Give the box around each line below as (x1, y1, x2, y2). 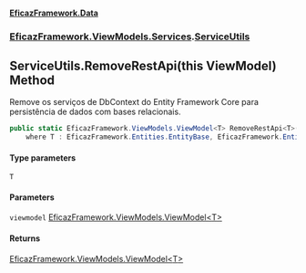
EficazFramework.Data (9, 7, 98, 18)
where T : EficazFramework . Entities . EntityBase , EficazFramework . (25, 132, 283, 142)
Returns (9, 233, 41, 244)
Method (9, 72, 56, 88)
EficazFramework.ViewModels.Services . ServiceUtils (9, 30, 250, 43)
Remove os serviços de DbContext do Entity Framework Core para (9, 97, 260, 108)
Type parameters (9, 152, 76, 163)
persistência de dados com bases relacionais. (9, 106, 181, 118)
